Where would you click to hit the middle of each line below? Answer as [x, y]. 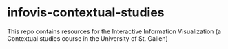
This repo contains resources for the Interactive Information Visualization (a [114, 31]
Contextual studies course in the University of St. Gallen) [88, 38]
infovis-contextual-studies [86, 13]
